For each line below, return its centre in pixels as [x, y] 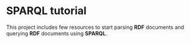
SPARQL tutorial [46, 11]
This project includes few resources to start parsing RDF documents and [95, 27]
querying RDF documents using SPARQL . [57, 33]
